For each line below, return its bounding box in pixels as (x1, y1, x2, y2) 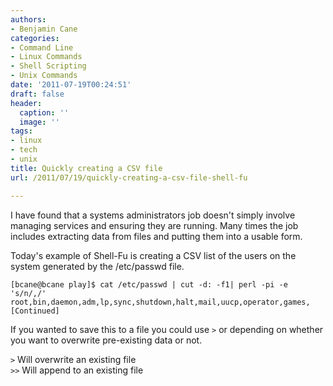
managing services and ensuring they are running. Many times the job (10, 219, 299, 231)
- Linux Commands (10, 52, 83, 62)
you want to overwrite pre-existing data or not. (10, 334, 203, 346)
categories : (10, 33, 60, 43)
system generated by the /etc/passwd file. (10, 260, 185, 272)
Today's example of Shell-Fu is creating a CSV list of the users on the (10, 249, 297, 261)
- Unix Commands (10, 71, 78, 81)
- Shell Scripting (10, 61, 87, 71)
